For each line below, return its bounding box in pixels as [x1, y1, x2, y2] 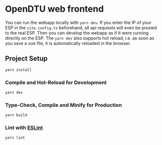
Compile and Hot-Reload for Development [5, 79, 107, 86]
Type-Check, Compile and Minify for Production [5, 102, 122, 108]
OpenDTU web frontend [5, 3, 104, 15]
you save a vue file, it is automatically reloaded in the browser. [5, 40, 131, 46]
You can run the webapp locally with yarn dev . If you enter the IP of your [5, 20, 152, 25]
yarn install [5, 67, 32, 72]
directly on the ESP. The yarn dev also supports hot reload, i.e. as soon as [5, 35, 155, 41]
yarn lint [5, 135, 26, 140]
